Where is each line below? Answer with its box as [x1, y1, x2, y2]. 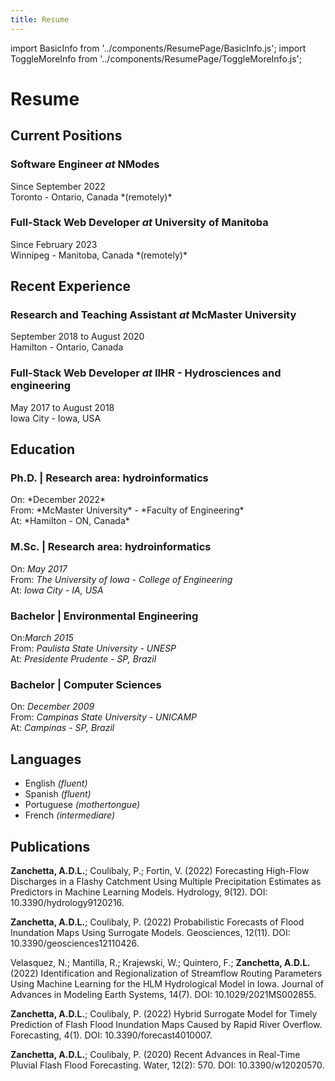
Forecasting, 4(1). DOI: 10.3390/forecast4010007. [10, 1029, 213, 1041]
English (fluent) [24, 777, 88, 790]
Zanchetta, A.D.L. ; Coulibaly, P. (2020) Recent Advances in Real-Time [10, 1048, 301, 1060]
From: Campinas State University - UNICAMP [10, 711, 198, 723]
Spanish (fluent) [24, 788, 92, 800]
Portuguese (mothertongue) [24, 799, 141, 811]
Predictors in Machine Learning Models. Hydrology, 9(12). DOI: [10, 886, 268, 898]
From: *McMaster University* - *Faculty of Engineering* [10, 504, 245, 516]
